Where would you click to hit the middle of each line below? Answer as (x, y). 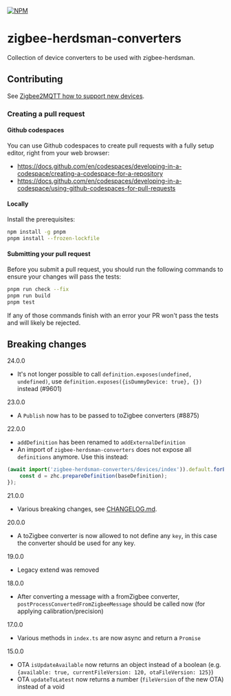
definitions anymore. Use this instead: (73, 457)
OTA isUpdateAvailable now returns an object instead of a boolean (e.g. (119, 665)
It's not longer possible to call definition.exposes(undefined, (104, 374)
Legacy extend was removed (58, 570)
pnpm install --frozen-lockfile (53, 238)
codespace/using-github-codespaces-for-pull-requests (96, 188)
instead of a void (41, 687)
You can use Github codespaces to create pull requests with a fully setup (111, 146)
